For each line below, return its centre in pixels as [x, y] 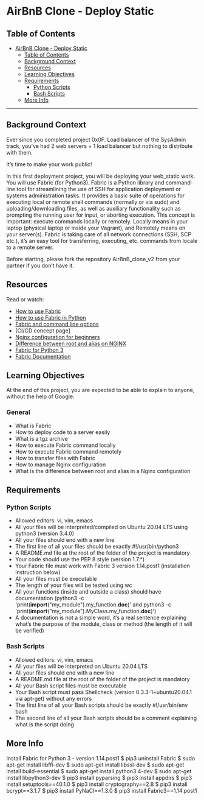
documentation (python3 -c [49, 598]
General [18, 412]
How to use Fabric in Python [50, 317]
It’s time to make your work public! [49, 164]
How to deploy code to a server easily [63, 432]
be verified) [29, 631]
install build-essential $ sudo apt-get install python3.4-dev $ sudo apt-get [99, 771]
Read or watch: [25, 299]
